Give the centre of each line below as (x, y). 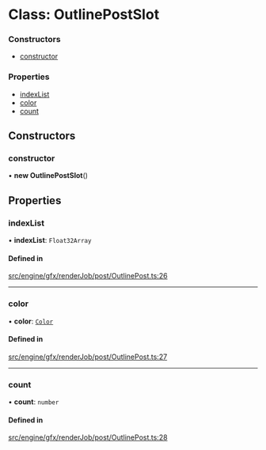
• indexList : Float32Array (50, 240)
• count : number (34, 402)
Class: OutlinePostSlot (84, 15)
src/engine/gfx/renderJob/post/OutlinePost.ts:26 (88, 276)
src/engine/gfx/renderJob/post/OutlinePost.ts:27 (88, 357)
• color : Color (31, 321)
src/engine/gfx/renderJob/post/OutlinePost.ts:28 (88, 437)
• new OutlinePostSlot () (48, 176)
